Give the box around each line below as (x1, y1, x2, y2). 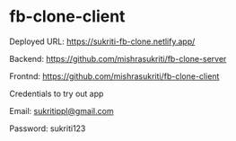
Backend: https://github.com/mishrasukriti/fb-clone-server (9, 53, 227, 64)
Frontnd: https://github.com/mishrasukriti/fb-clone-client (9, 70, 220, 82)
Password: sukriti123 (9, 123, 86, 134)
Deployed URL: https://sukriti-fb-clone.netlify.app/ (9, 36, 196, 47)
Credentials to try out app (9, 88, 104, 99)
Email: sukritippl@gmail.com (9, 105, 114, 116)
